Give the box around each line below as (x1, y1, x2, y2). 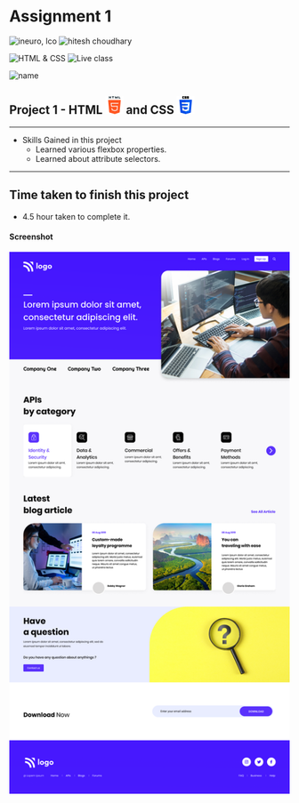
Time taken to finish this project (9, 188, 190, 203)
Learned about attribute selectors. (35, 153, 161, 164)
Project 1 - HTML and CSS (9, 102, 175, 117)
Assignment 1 (9, 6, 112, 27)
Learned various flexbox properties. (35, 144, 167, 155)
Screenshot (9, 231, 53, 242)
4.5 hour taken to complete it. (21, 211, 131, 221)
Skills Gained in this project (21, 134, 122, 145)
